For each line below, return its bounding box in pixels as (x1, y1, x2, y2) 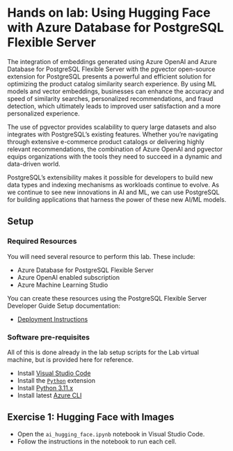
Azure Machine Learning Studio (17, 280, 109, 289)
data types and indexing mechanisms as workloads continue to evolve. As (7, 180, 220, 189)
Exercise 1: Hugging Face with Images (7, 411, 175, 423)
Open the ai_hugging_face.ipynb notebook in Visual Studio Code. (17, 429, 205, 438)
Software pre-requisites (7, 332, 90, 342)
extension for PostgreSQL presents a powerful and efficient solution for (7, 72, 212, 81)
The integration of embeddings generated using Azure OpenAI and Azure (7, 57, 218, 65)
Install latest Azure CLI (17, 391, 82, 399)
